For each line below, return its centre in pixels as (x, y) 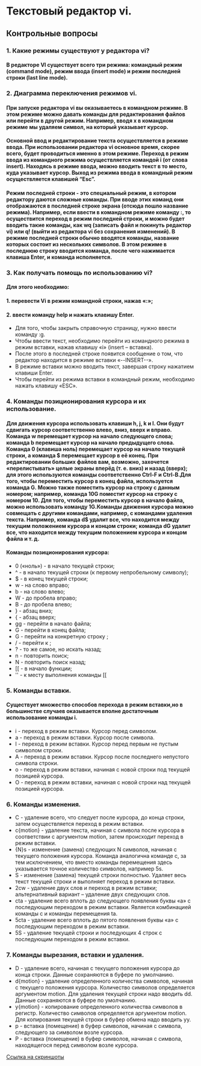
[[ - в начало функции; (43, 668)
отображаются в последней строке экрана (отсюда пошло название (97, 206)
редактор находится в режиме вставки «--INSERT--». (84, 360)
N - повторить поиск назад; (50, 662)
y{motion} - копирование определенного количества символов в (99, 1006)
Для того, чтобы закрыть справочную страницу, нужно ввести (95, 328)
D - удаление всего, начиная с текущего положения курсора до (97, 968)
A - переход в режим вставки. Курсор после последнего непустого (102, 757)
